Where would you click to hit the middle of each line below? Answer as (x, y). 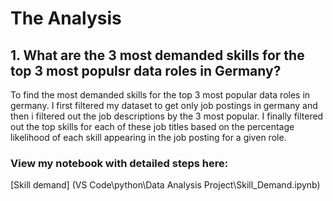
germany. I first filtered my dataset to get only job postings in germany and (164, 105)
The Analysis (66, 18)
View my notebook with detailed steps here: (119, 163)
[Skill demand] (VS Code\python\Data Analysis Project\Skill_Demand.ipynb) (165, 185)
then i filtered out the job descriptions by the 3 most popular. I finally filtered (167, 116)
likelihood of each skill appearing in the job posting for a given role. (148, 137)
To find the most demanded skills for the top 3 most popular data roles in (160, 95)
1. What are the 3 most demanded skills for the (157, 55)
